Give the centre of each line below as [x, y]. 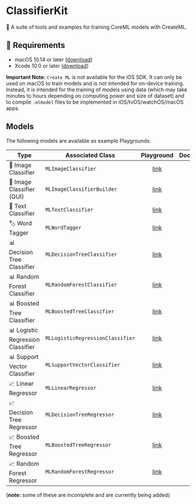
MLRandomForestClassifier [82, 285]
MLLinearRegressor [71, 388]
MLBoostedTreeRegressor [79, 445]
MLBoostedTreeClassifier [80, 312]
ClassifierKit [37, 11]
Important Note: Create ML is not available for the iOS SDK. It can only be [94, 77]
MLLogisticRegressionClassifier [90, 338]
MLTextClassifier [70, 210]
